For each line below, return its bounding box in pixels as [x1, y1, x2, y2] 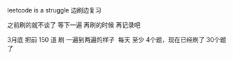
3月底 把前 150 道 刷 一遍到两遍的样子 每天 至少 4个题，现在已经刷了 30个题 [7, 35, 227, 44]
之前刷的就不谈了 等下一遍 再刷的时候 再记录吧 [7, 21, 140, 29]
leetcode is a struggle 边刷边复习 [7, 6, 102, 14]
